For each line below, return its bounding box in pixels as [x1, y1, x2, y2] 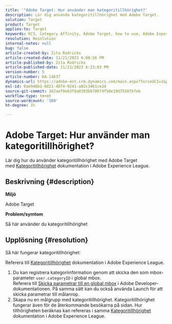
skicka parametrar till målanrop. [12, 291, 80, 297]
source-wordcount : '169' [5, 98, 58, 103]
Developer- [135, 280, 159, 286]
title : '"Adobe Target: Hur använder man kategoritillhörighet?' [5, 7, 147, 13]
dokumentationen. [12, 286, 52, 292]
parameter [12, 275, 35, 281]
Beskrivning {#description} [5, 177, 95, 186]
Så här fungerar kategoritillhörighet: [5, 249, 81, 255]
